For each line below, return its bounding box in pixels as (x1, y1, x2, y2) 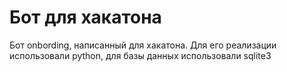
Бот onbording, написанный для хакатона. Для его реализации (9, 39, 277, 51)
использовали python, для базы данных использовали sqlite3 (9, 49, 272, 61)
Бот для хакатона (9, 6, 162, 29)
